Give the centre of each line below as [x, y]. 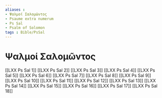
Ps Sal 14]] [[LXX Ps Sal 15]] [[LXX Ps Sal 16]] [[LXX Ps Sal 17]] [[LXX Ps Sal [81, 86]
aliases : [15, 10]
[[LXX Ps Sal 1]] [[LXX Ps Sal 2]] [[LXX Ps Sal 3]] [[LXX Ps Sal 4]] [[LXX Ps [80, 70]
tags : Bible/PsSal [25, 32]
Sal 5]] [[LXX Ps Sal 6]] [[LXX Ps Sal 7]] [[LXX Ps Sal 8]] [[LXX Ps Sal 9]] [78, 75]
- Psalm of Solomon [25, 28]
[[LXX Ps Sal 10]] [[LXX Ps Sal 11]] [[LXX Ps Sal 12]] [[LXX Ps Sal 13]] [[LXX [81, 80]
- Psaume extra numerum [29, 19]
